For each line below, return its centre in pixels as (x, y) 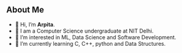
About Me (25, 10)
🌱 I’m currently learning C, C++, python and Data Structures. (90, 43)
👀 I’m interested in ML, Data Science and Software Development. (96, 37)
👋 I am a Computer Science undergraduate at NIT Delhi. (84, 31)
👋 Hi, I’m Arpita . (35, 24)
